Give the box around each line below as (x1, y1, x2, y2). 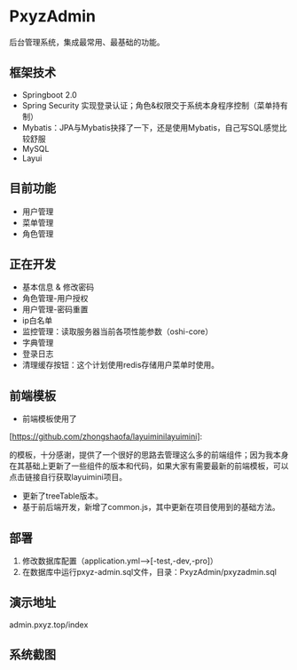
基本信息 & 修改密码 (21, 282, 95, 292)
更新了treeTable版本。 (21, 491, 104, 501)
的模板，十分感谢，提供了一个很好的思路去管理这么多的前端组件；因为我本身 (9, 450, 289, 460)
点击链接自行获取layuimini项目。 (9, 472, 127, 483)
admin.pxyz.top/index (9, 619, 89, 630)
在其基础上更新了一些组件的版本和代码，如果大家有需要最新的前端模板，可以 (9, 460, 289, 472)
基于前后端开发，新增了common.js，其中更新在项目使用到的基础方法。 (21, 502, 281, 513)
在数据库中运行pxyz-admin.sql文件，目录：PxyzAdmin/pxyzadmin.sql (21, 567, 277, 577)
